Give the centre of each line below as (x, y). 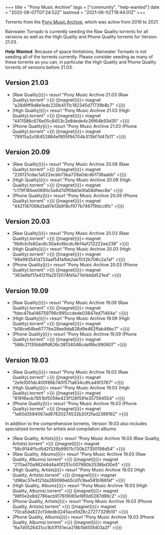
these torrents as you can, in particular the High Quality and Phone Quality (81, 62)
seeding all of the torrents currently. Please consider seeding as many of (79, 57)
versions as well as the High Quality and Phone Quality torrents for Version (81, 37)
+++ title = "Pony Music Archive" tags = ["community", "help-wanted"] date (82, 7)
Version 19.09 (27, 291)
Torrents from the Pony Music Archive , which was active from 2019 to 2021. (82, 22)
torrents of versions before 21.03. (39, 67)
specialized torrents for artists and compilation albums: (61, 429)
